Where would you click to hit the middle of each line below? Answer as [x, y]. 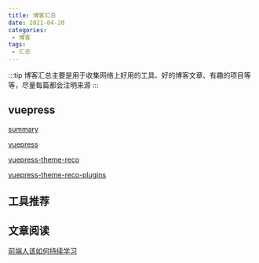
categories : [27, 30]
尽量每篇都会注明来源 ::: [60, 85]
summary [24, 129]
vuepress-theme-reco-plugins [57, 174]
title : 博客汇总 [32, 15]
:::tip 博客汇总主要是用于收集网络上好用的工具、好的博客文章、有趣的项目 [126, 75]
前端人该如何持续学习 [42, 251]
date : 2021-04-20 [36, 23]
